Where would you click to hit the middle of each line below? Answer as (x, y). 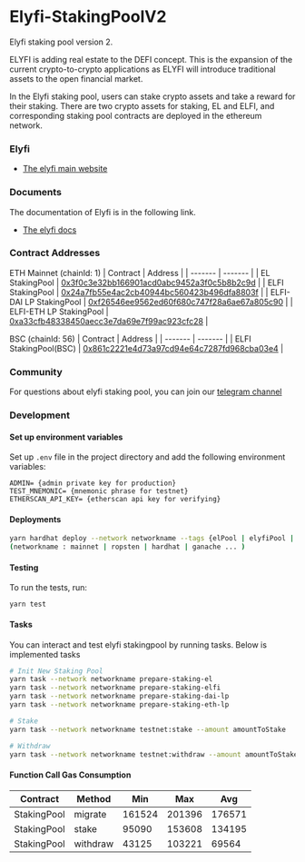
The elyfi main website (65, 169)
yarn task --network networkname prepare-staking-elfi (115, 688)
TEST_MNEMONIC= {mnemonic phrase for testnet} (99, 491)
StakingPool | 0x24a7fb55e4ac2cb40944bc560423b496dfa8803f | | (139, 292)
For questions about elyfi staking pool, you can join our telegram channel (146, 391)
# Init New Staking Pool (56, 671)
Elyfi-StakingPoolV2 (88, 17)
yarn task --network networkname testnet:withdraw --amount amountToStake (154, 754)
